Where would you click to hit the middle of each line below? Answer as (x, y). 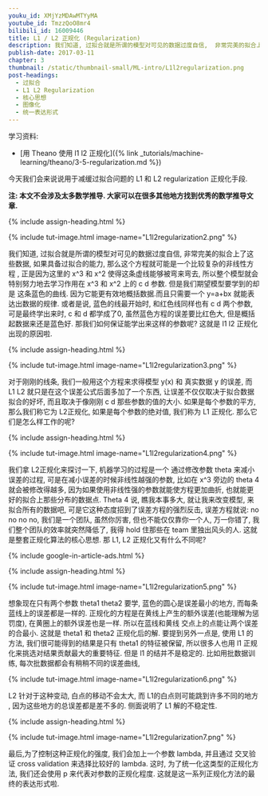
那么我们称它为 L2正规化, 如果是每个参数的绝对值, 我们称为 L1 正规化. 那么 (130, 412)
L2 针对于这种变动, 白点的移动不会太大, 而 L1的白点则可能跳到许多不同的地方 (134, 696)
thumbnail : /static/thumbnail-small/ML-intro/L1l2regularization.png (126, 68)
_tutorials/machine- (172, 153)
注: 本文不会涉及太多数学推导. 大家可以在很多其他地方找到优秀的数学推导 (128, 196)
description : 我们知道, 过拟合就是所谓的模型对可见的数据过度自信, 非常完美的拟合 (132, 46)
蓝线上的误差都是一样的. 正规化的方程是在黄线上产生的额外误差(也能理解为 (130, 613)
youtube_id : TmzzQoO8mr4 (49, 23)
